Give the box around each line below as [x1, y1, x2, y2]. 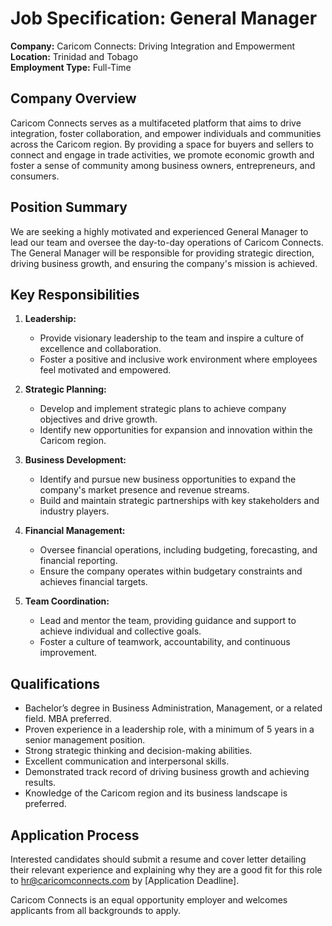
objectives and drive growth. [39, 413, 158, 426]
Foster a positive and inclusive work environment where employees [39, 353, 318, 366]
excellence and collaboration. [39, 343, 162, 355]
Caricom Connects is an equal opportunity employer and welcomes [10, 894, 288, 906]
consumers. [10, 170, 60, 182]
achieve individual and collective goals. [39, 625, 202, 637]
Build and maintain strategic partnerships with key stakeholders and [39, 495, 320, 507]
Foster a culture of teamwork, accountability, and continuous [39, 636, 291, 648]
